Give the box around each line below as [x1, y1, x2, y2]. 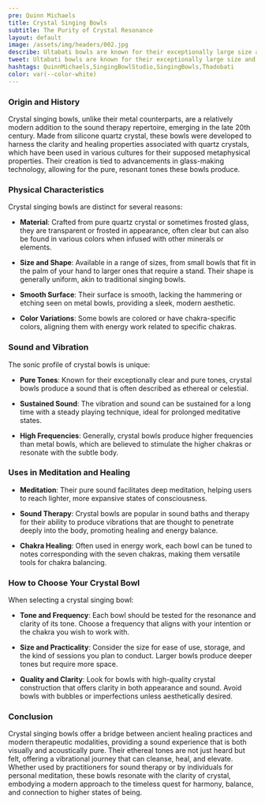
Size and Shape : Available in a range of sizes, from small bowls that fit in [19, 258, 256, 268]
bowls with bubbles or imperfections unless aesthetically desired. [19, 691, 233, 701]
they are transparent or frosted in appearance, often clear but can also [19, 226, 249, 235]
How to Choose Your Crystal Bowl [8, 577, 140, 588]
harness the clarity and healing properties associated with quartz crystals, [8, 139, 250, 148]
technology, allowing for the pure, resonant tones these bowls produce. [8, 164, 241, 174]
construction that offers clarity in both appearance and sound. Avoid [19, 683, 242, 693]
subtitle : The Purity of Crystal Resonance [8, 26, 154, 34]
